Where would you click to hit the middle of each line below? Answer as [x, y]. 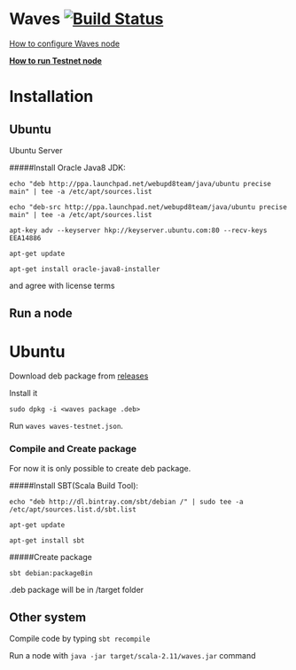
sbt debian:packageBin [51, 573]
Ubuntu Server [36, 150]
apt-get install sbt [47, 541]
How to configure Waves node [65, 43]
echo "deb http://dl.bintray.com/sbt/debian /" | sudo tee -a [126, 502]
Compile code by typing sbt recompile [80, 639]
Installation [51, 97]
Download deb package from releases [79, 376]
